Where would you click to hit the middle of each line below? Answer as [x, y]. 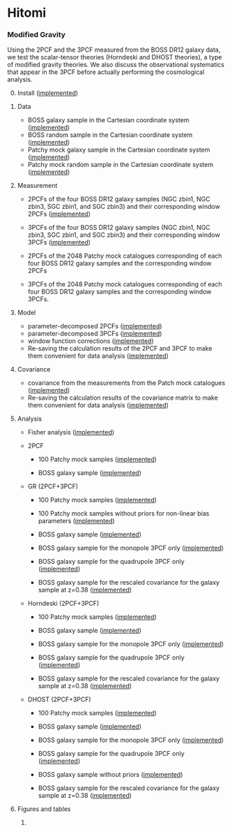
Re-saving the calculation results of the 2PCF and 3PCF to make [120, 349]
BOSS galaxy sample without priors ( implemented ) [110, 775]
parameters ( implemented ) [76, 521]
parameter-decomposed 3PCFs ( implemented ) [95, 334]
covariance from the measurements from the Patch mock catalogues [126, 383]
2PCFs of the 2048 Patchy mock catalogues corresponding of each [125, 256]
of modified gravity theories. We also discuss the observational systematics [116, 65]
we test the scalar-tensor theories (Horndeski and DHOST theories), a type [115, 57]
